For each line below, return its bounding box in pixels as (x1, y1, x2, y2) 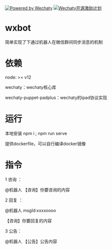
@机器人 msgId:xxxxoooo (5, 207, 56, 213)
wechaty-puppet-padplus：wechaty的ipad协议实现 (5, 95, 108, 100)
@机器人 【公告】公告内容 (5, 238, 57, 244)
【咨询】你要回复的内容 (5, 217, 52, 223)
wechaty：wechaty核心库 (5, 84, 57, 90)
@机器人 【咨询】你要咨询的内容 (5, 187, 70, 193)
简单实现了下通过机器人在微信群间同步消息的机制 (5, 39, 103, 45)
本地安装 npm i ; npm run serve (5, 130, 67, 136)
